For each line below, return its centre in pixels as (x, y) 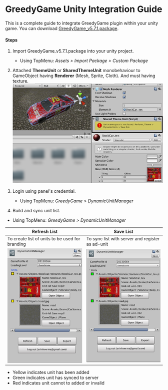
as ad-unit (97, 244)
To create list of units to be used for (44, 239)
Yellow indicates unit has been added (51, 372)
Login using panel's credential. (44, 191)
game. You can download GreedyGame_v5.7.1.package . (62, 28)
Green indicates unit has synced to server (55, 378)
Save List (123, 231)
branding (16, 244)
